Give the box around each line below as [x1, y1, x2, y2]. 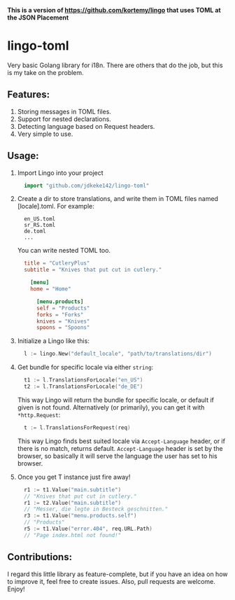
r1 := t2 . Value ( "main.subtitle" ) [24, 499, 122, 506]
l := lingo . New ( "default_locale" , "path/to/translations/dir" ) [24, 350, 212, 358]
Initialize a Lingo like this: [17, 337, 90, 345]
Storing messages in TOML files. [17, 107, 112, 116]
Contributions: [7, 551, 72, 563]
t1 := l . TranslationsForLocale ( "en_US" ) [24, 377, 143, 384]
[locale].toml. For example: [17, 202, 94, 211]
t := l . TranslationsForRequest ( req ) [24, 424, 131, 431]
